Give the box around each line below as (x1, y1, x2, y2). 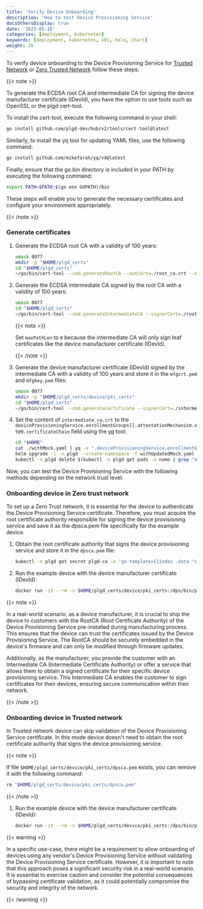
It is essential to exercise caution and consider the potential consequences (6, 871, 193, 879)
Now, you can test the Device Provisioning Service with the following (6, 468, 178, 475)
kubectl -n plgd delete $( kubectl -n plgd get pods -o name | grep (15, 457, 190, 463)
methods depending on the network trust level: (6, 474, 124, 481)
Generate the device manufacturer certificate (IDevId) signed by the (15, 363, 185, 371)
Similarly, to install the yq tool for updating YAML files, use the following (6, 136, 185, 144)
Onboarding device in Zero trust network (6, 489, 129, 497)
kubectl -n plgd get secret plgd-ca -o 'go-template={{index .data (15, 558, 190, 565)
